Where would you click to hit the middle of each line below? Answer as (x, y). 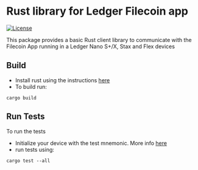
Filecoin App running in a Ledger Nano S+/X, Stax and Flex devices (91, 46)
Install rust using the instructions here (62, 80)
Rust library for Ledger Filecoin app (97, 11)
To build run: (31, 87)
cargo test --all (28, 161)
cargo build (21, 98)
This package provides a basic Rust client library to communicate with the (99, 40)
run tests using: (35, 149)
